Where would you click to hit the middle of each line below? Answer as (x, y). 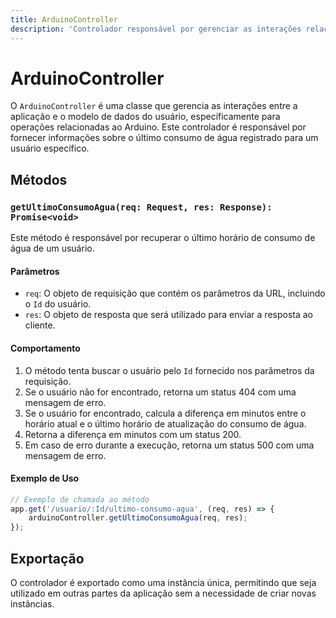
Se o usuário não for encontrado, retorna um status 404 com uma (160, 392)
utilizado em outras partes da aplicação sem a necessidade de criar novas (163, 593)
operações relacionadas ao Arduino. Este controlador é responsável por (158, 127)
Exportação (47, 558)
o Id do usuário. (58, 304)
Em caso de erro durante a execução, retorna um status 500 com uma (169, 445)
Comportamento (45, 348)
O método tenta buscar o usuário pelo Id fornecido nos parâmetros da (169, 370)
